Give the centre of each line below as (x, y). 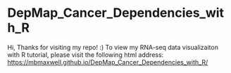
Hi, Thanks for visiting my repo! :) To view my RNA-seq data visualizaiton (113, 47)
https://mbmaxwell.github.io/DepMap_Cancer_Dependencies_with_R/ (108, 62)
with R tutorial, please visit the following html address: (86, 55)
